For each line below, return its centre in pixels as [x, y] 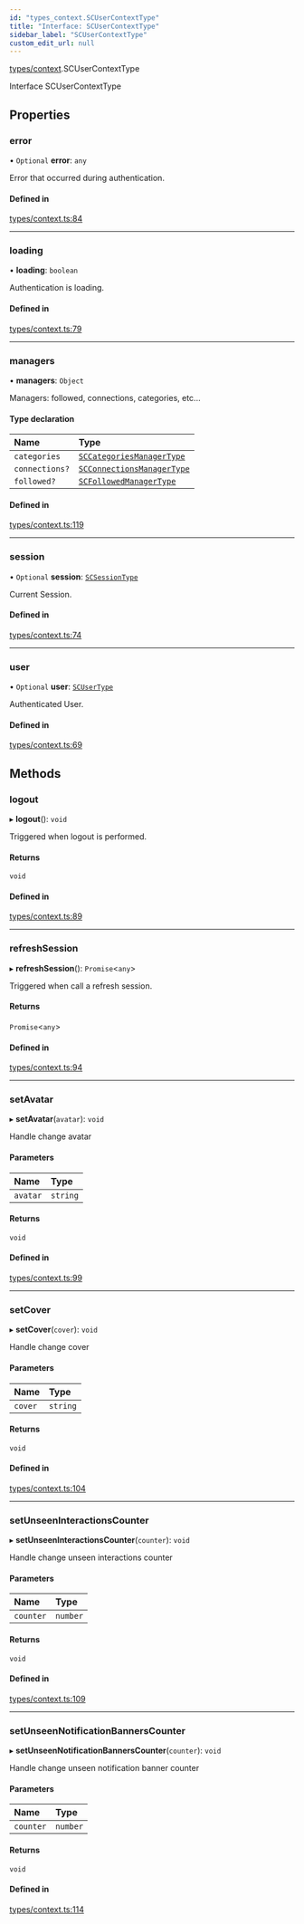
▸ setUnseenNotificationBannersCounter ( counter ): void [115, 1751]
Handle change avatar [51, 1136]
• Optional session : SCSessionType [74, 577]
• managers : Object [47, 380]
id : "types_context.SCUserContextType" [85, 18]
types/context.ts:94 [46, 1067]
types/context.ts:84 [46, 219]
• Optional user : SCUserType [62, 687]
